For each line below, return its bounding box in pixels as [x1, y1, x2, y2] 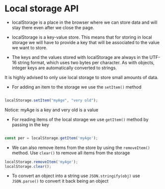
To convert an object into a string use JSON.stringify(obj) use [11, 173, 140, 179]
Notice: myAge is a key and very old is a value [4, 107, 99, 113]
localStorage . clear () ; [4, 164, 52, 169]
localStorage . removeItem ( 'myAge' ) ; [4, 159, 78, 164]
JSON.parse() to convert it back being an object [11, 178, 109, 184]
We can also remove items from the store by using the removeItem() [11, 144, 150, 150]
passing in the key [11, 122, 50, 128]
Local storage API [4, 3, 79, 14]
